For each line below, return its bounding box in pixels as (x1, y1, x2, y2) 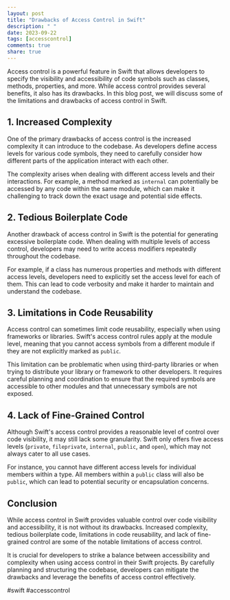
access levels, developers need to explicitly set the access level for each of (7, 272, 221, 280)
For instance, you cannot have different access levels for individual (7, 463, 196, 471)
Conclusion (7, 498, 58, 509)
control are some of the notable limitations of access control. (30, 537, 203, 546)
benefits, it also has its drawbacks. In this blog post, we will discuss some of (7, 89, 223, 97)
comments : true (7, 42, 51, 49)
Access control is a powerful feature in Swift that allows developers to (7, 67, 205, 76)
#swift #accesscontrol (7, 586, 71, 595)
